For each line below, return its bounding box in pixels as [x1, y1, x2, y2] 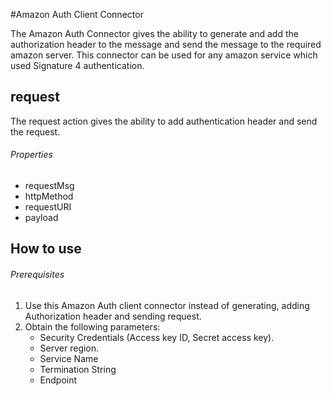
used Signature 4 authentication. [10, 60, 145, 71]
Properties [10, 149, 53, 161]
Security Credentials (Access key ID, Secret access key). [39, 331, 275, 343]
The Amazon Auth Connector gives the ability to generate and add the [10, 28, 299, 39]
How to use [10, 240, 82, 258]
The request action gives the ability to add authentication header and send [10, 115, 318, 127]
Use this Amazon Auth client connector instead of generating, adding [24, 299, 310, 311]
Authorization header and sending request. [24, 310, 202, 322]
